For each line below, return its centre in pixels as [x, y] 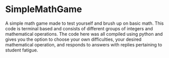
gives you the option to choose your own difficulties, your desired [73, 39]
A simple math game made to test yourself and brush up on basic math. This [84, 23]
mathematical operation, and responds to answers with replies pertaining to [84, 44]
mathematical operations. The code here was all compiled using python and [84, 34]
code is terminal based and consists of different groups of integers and [79, 28]
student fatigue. [22, 50]
